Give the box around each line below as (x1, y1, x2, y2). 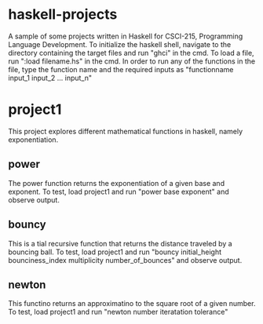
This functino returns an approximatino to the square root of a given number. (8, 299, 256, 308)
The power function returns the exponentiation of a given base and (8, 178, 225, 187)
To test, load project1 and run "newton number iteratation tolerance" (8, 308, 228, 317)
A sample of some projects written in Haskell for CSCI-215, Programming (8, 31, 243, 41)
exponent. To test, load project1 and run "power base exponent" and (8, 187, 229, 196)
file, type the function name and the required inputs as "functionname (8, 64, 234, 74)
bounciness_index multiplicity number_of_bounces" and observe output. (8, 255, 243, 264)
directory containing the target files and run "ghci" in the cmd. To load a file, (8, 48, 254, 57)
